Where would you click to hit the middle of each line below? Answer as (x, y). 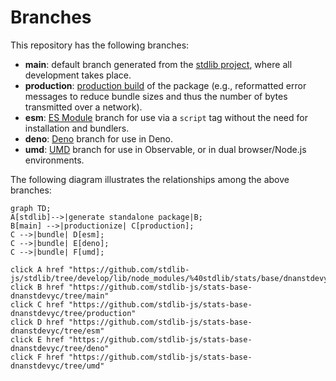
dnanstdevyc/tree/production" (73, 313)
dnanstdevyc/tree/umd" (57, 366)
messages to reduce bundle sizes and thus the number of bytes (156, 96)
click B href (37, 287)
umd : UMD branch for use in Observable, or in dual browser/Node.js (165, 149)
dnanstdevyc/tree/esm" (57, 331)
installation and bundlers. (77, 128)
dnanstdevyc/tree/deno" (60, 348)
